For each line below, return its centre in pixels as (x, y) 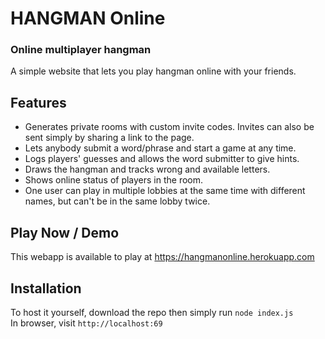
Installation (46, 288)
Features (38, 102)
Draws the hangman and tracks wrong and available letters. (147, 169)
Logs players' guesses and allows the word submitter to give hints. (162, 159)
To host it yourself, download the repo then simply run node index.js (152, 312)
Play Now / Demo (65, 232)
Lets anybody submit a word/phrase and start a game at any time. (160, 148)
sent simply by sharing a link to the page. (109, 138)
